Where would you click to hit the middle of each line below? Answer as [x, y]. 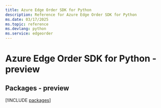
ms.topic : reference [27, 24]
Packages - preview [37, 88]
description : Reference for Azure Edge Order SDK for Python [71, 15]
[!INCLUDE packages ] [28, 100]
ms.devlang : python [26, 29]
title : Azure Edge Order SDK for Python [49, 10]
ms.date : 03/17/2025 [27, 19]
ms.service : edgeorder [29, 33]
